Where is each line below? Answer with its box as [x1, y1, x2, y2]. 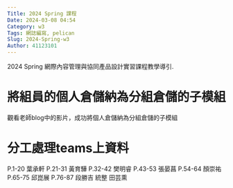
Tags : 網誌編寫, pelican [7, 29, 75, 37]
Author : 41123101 [7, 42, 58, 49]
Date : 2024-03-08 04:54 [7, 17, 76, 24]
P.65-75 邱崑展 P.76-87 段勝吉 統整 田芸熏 [7, 173, 128, 181]
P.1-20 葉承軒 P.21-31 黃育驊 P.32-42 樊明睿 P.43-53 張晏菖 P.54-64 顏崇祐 [7, 164, 222, 173]
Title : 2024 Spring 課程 [7, 10, 77, 17]
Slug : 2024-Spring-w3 [7, 36, 70, 43]
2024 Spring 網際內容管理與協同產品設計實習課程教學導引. [7, 62, 174, 70]
